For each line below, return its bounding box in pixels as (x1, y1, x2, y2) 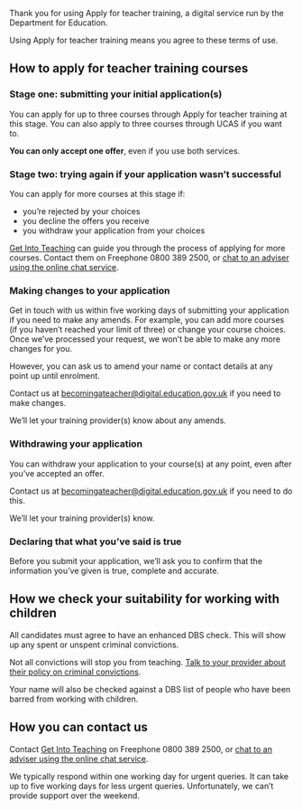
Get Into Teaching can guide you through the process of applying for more (9, 242, 286, 253)
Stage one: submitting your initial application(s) (9, 88, 223, 100)
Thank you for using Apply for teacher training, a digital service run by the (9, 8, 284, 18)
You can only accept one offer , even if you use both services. (9, 145, 241, 156)
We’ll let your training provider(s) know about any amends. (9, 415, 227, 426)
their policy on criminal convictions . (9, 666, 142, 677)
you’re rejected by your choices (22, 205, 141, 216)
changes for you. (9, 344, 73, 354)
